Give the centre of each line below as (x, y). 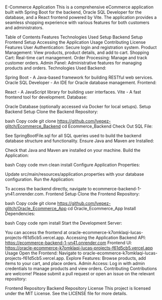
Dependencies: (20, 214)
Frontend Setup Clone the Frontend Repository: (93, 194)
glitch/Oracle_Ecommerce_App (36, 208)
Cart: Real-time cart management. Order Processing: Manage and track (76, 58)
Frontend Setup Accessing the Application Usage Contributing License (75, 42)
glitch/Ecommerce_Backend (33, 126)
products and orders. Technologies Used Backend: (56, 68)
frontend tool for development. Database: (46, 97)
